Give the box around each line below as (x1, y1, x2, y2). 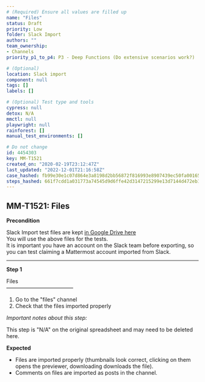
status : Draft (6, 20, 43, 26)
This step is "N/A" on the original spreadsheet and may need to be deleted (6, 326, 193, 333)
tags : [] (6, 82, 29, 88)
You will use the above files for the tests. (6, 236, 109, 243)
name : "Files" (6, 15, 43, 21)
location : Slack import (6, 71, 67, 77)
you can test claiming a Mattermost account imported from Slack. (6, 248, 171, 256)
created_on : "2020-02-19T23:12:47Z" (6, 161, 99, 167)
